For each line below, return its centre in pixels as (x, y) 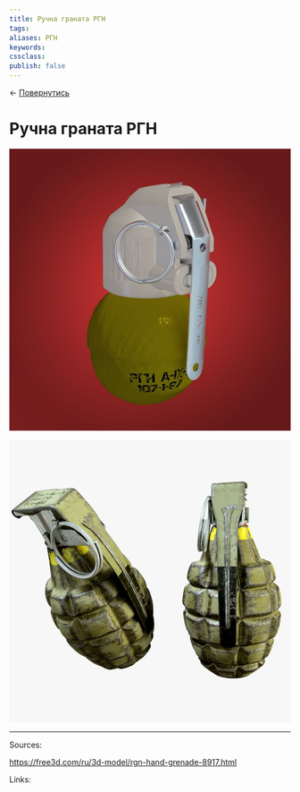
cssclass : (28, 57)
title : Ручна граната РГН (57, 19)
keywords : (28, 47)
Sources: (26, 745)
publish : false (37, 66)
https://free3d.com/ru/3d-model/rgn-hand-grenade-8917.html (123, 762)
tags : (19, 28)
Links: (20, 779)
